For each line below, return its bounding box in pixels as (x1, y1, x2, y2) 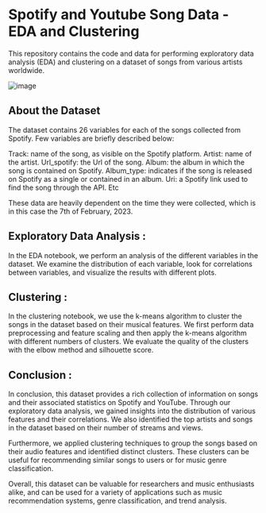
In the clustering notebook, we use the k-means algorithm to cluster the (8, 311, 242, 321)
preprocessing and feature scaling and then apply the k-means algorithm (8, 328, 248, 338)
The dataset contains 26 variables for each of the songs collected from (8, 125, 241, 134)
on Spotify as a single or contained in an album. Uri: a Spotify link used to (8, 174, 249, 183)
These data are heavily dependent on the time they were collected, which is (8, 198, 256, 207)
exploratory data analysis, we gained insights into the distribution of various (8, 407, 256, 416)
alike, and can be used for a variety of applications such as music (8, 488, 223, 497)
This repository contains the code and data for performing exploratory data (8, 48, 254, 58)
